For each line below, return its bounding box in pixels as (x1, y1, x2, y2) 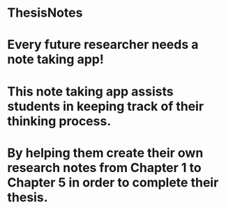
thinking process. (7, 113, 112, 129)
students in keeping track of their (7, 98, 204, 114)
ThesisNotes (7, 5, 83, 21)
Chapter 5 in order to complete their (7, 174, 219, 190)
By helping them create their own (7, 145, 204, 161)
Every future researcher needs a (7, 37, 199, 53)
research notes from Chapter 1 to (7, 160, 202, 176)
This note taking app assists (7, 84, 174, 99)
